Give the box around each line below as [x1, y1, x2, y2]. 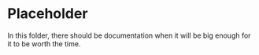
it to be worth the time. [7, 38, 81, 48]
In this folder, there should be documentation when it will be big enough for [7, 31, 251, 40]
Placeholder [7, 5, 88, 23]
